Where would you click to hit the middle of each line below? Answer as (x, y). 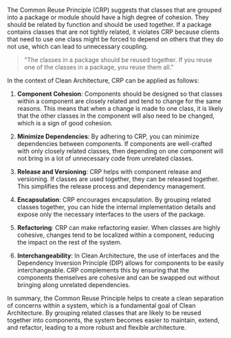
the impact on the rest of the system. (69, 242)
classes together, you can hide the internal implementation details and (116, 207)
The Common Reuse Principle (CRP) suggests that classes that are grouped (114, 10)
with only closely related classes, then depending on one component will (120, 151)
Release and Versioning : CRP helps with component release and (109, 172)
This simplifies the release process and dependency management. (111, 186)
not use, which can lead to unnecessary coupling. (78, 46)
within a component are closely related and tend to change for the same (119, 101)
